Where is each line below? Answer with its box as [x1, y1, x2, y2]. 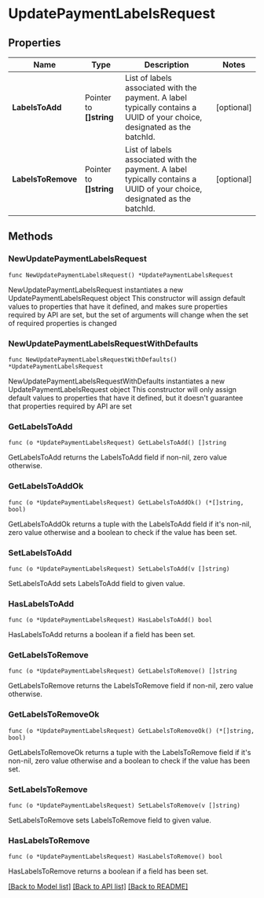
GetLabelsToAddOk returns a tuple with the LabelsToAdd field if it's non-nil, [8, 519, 251, 529]
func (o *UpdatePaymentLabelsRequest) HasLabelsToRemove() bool [8, 853, 223, 861]
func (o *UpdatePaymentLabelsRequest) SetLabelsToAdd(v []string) [8, 565, 230, 573]
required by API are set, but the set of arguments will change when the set [8, 310, 249, 319]
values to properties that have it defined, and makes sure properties [8, 302, 228, 311]
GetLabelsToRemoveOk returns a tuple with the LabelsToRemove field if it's [8, 747, 251, 757]
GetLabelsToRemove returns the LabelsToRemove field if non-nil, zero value [8, 681, 254, 691]
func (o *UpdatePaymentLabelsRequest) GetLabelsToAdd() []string [8, 439, 226, 447]
